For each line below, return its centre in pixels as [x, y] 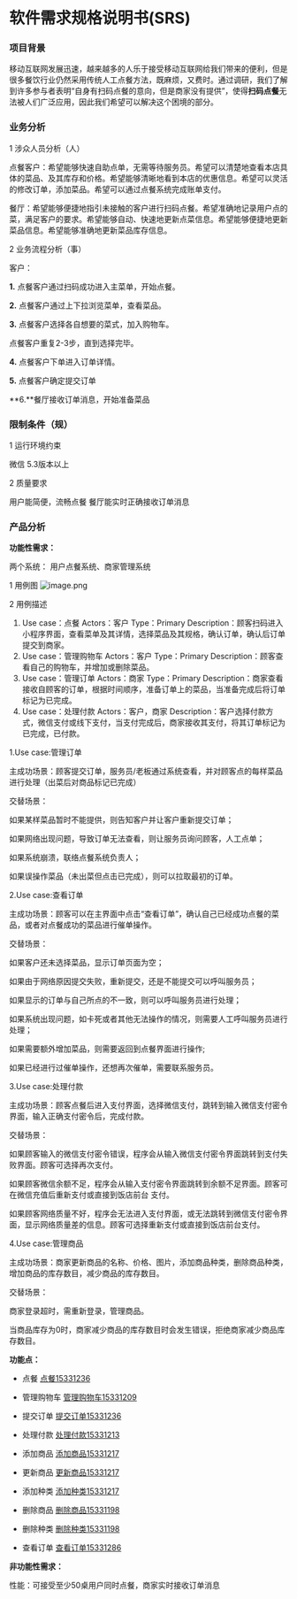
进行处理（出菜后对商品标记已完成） [75, 782]
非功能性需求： [36, 1566]
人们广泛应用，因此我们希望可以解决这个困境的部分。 [121, 102]
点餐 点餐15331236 [56, 1379]
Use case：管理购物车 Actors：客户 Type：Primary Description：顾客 [148, 657]
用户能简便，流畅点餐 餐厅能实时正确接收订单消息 [99, 502]
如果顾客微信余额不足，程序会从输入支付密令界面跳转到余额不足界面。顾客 [145, 1184]
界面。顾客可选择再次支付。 [67, 1165]
